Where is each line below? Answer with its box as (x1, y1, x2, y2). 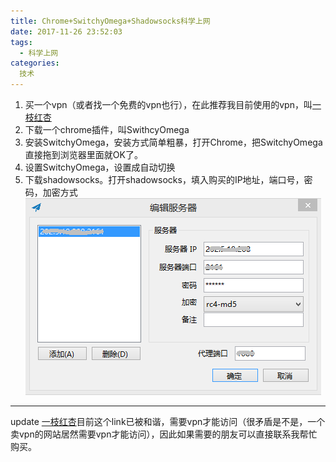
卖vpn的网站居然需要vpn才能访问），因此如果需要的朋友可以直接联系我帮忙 (10, 428, 318, 440)
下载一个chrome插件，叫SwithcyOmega (24, 124, 190, 135)
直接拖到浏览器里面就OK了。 (24, 149, 143, 160)
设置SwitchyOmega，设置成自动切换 (24, 161, 176, 173)
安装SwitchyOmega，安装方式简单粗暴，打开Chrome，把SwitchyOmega (24, 136, 323, 148)
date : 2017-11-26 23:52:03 (10, 26, 123, 37)
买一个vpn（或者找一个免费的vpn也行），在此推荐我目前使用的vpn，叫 (24, 99, 313, 110)
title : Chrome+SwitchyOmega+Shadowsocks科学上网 (10, 16, 211, 26)
